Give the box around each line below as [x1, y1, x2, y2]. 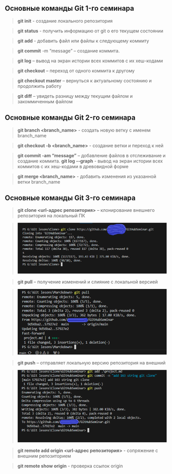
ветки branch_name [17, 178, 61, 185]
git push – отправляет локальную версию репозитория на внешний [17, 360, 166, 366]
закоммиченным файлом [17, 98, 73, 104]
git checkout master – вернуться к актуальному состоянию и [17, 77, 152, 84]
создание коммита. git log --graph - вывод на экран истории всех [17, 158, 163, 164]
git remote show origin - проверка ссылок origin [17, 463, 123, 469]
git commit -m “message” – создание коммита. [17, 47, 120, 53]
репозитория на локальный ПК [17, 213, 85, 219]
